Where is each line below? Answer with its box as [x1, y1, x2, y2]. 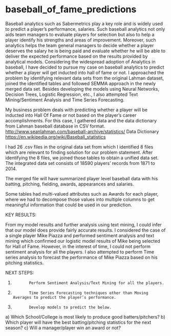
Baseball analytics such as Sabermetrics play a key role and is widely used [5, 20, 163, 27]
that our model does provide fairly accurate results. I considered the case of [5, 227, 166, 233]
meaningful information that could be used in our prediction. [5, 201, 132, 208]
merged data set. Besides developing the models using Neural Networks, [5, 86, 160, 92]
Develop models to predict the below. [29, 305, 112, 310]
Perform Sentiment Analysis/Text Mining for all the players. [29, 280, 165, 285]
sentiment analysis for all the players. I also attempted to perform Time [5, 248, 155, 255]
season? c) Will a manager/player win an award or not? [5, 324, 121, 331]
